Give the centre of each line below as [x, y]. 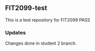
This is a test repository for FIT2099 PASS [47, 20]
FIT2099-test [26, 8]
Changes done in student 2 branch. [41, 43]
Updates [16, 32]
